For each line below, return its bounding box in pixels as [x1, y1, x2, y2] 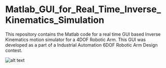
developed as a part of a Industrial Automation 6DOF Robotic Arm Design [5, 42, 158, 48]
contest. [5, 47, 23, 53]
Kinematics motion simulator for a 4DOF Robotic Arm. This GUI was [5, 37, 146, 43]
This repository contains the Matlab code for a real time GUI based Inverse [5, 31, 161, 37]
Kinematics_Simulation [5, 14, 105, 26]
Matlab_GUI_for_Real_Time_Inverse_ [5, 4, 161, 15]
